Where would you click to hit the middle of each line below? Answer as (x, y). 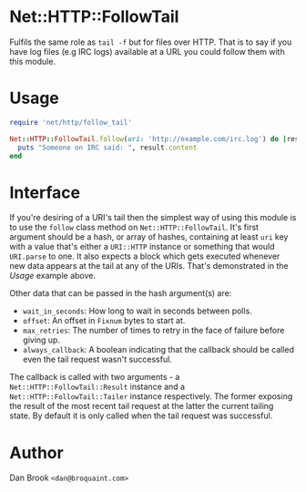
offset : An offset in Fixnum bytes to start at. (104, 321)
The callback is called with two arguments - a (95, 377)
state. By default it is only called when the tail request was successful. (141, 415)
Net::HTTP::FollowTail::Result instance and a (97, 387)
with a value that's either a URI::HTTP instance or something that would (142, 247)
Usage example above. (53, 276)
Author (36, 452)
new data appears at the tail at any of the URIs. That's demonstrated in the (149, 266)
